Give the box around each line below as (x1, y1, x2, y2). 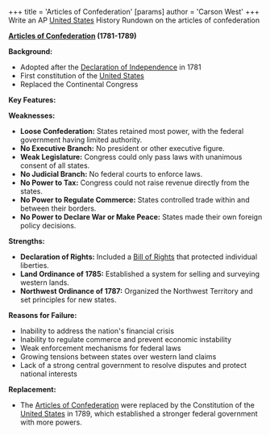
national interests (19, 369, 78, 379)
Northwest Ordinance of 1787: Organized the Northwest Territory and (19, 287, 254, 295)
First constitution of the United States (19, 71, 145, 80)
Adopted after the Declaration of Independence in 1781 (19, 62, 201, 72)
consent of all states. (19, 161, 90, 170)
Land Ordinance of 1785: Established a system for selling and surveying (19, 270, 260, 278)
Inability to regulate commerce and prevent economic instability (19, 335, 232, 344)
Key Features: (8, 95, 56, 104)
